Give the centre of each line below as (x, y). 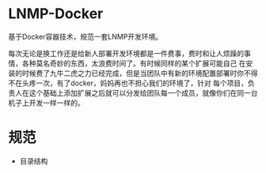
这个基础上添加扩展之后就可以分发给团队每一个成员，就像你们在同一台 (143, 92)
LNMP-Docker (56, 14)
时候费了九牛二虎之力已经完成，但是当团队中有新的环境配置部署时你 (133, 73)
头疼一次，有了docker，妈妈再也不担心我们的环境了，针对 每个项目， (135, 83)
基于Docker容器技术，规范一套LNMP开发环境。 (85, 36)
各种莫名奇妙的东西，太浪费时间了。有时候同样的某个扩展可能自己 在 (134, 63)
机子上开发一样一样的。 (46, 103)
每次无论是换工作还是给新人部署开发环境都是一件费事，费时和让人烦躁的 (126, 53)
